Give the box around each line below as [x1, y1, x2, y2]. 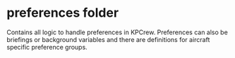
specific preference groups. [6, 43, 88, 51]
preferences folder [6, 5, 119, 21]
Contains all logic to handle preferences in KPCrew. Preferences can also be [6, 28, 229, 36]
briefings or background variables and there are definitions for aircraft [6, 35, 210, 43]
